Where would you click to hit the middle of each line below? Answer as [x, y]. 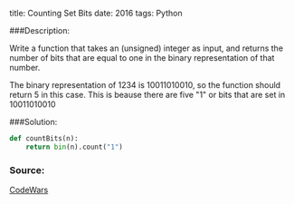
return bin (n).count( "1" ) [75, 147]
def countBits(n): [44, 139]
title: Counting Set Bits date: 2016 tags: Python [96, 13]
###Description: [40, 30]
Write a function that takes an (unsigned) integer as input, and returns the [146, 48]
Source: [27, 170]
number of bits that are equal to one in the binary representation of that [142, 58]
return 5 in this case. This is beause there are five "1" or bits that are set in [147, 95]
